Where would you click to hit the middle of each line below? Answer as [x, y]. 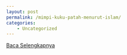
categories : [21, 23]
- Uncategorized [37, 28]
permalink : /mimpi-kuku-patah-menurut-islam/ [63, 17]
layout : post [22, 12]
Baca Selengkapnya [31, 45]
